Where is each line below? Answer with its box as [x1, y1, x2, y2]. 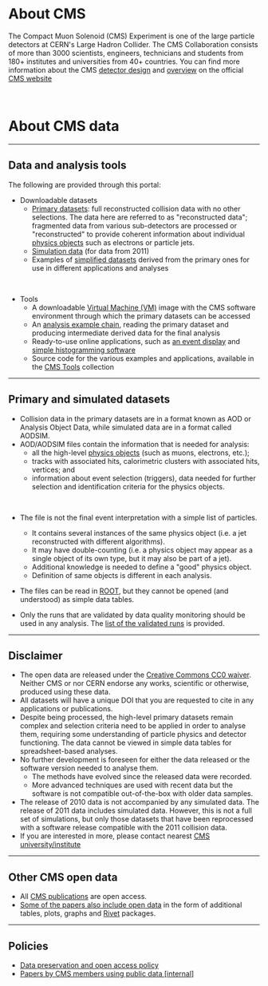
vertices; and [31, 465, 76, 474]
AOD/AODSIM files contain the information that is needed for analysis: [19, 439, 250, 449]
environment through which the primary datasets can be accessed [31, 311, 251, 320]
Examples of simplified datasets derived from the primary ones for [31, 255, 250, 264]
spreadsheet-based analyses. [19, 746, 118, 756]
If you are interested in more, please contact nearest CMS [19, 831, 210, 841]
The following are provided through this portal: [8, 180, 161, 189]
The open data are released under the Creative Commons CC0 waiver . [19, 670, 252, 679]
